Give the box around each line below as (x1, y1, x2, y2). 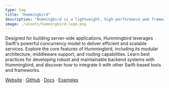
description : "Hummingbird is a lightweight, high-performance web (5, 17, 150, 22)
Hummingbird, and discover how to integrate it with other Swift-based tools (5, 62, 161, 68)
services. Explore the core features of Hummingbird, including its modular (5, 46, 158, 52)
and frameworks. (5, 67, 41, 73)
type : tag (5, 7, 26, 13)
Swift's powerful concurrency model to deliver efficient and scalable (5, 41, 147, 47)
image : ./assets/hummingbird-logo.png (5, 21, 87, 27)
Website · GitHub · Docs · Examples (5, 77, 79, 83)
